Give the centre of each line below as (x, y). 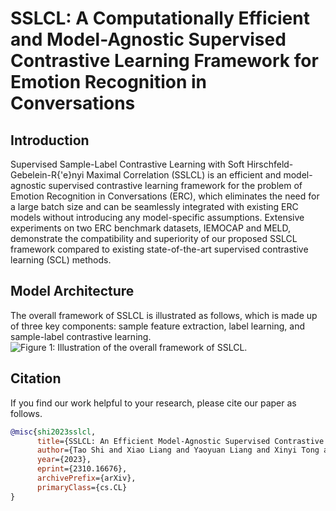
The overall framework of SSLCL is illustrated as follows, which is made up (164, 315)
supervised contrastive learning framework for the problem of (175, 185)
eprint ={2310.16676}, (82, 469)
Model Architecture (72, 291)
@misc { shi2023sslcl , (53, 432)
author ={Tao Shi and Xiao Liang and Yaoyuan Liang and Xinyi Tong (178, 450)
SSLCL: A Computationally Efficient (160, 18)
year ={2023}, (64, 460)
